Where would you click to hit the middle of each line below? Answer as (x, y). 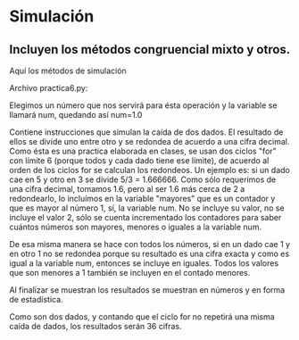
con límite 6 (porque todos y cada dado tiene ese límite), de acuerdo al (139, 161)
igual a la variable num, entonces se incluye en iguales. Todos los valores (144, 263)
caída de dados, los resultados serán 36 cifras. (96, 326)
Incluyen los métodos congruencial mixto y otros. (150, 50)
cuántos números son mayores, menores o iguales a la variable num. (135, 227)
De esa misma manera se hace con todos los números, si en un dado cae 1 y (150, 244)
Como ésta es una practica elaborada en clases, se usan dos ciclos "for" (143, 151)
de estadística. (37, 299)
